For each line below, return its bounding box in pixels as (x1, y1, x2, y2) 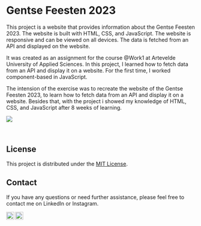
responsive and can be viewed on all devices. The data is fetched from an (6, 36, 189, 43)
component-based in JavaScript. (6, 73, 88, 80)
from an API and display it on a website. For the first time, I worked (6, 67, 171, 74)
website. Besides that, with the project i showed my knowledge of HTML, (6, 97, 187, 105)
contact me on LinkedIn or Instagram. (6, 200, 99, 207)
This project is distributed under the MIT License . (6, 160, 128, 167)
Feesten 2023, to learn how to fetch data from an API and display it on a (6, 91, 184, 98)
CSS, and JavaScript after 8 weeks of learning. (6, 104, 122, 111)
